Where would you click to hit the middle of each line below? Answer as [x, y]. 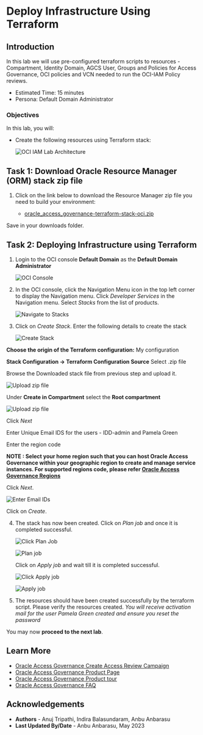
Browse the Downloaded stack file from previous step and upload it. [91, 373]
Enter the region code [34, 444]
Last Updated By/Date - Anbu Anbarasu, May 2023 [80, 725]
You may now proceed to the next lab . [55, 632]
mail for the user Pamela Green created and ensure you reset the [97, 613]
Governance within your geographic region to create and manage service [101, 463]
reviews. [17, 81]
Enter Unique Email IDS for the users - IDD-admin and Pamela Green [92, 432]
